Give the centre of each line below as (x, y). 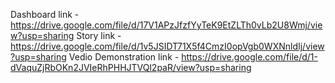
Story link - (99, 35)
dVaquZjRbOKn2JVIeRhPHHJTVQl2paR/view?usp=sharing (131, 67)
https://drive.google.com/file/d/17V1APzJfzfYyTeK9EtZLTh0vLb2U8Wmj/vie (166, 25)
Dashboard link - (45, 14)
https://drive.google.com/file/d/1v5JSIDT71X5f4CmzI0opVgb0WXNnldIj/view (167, 46)
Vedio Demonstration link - (124, 57)
